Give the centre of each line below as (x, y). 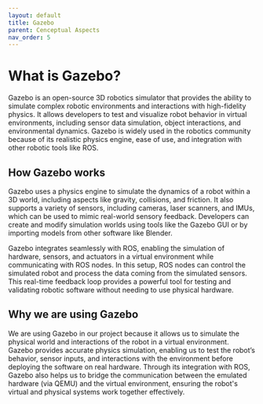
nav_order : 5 (29, 37)
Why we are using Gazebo (73, 315)
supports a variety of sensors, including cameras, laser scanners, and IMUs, (131, 208)
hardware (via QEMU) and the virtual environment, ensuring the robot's (123, 383)
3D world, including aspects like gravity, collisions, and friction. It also (121, 200)
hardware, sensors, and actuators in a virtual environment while (111, 257)
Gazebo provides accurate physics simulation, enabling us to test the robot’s (131, 350)
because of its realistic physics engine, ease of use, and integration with (125, 140)
